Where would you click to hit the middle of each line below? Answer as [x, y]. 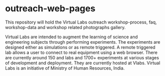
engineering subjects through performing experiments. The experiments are [83, 42]
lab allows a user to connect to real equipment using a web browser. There [81, 52]
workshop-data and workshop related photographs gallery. [65, 27]
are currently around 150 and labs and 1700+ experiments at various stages [82, 57]
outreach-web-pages [50, 9]
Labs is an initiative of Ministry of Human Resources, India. [65, 68]
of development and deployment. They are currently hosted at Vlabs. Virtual [83, 63]
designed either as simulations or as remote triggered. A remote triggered [80, 47]
